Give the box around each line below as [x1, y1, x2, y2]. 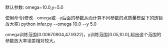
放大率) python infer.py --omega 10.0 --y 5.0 [5, 21, 96, 27]
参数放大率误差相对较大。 [5, 38, 58, 44]
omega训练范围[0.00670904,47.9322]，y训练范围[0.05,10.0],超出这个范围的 [5, 32, 161, 37]
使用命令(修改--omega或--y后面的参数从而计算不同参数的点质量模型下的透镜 [5, 15, 163, 21]
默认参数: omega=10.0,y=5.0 [5, 4, 63, 10]
